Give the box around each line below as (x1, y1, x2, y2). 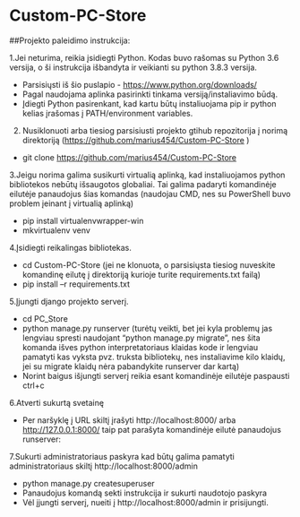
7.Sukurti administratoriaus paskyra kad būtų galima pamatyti (9, 451, 235, 461)
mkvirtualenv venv (21, 225, 91, 236)
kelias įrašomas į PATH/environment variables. (21, 108, 193, 118)
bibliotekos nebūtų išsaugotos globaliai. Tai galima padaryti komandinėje (9, 178, 277, 189)
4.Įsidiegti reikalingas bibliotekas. (9, 242, 133, 253)
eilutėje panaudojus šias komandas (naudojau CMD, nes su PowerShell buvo (9, 188, 291, 199)
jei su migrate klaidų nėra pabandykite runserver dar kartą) (21, 360, 240, 372)
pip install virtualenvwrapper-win (21, 215, 144, 226)
